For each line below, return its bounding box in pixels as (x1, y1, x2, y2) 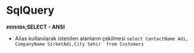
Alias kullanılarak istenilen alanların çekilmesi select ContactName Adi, (14, 35, 189, 42)
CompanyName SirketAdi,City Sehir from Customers (14, 41, 144, 47)
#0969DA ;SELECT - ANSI (6, 23, 65, 30)
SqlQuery (6, 4, 55, 17)
